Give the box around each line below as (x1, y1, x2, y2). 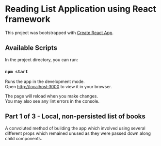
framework (5, 14, 50, 25)
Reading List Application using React (5, 3, 157, 15)
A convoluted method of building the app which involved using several (5, 125, 145, 131)
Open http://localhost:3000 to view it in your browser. (5, 84, 113, 90)
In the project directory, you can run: (5, 57, 78, 63)
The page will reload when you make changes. (5, 93, 98, 99)
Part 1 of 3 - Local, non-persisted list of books (5, 113, 145, 121)
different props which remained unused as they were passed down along (5, 130, 151, 136)
